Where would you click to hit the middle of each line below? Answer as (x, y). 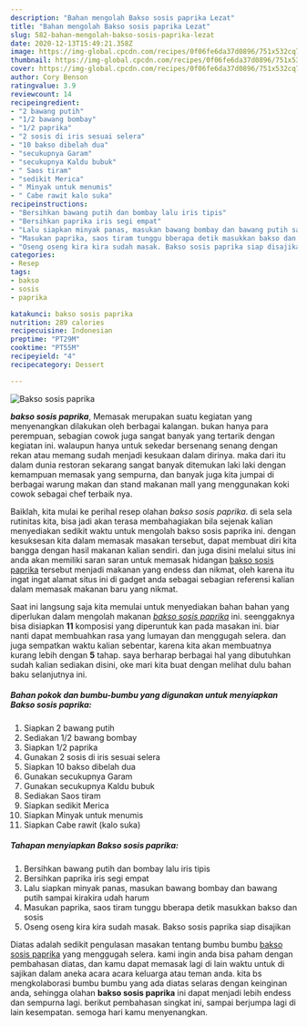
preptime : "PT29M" (45, 339)
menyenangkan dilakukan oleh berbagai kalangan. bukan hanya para (139, 426)
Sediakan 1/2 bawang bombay (80, 737)
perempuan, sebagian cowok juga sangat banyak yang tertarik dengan (143, 436)
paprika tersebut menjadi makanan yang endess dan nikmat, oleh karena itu (153, 570)
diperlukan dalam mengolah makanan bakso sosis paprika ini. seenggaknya (153, 616)
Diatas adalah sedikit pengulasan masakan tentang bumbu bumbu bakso (147, 944)
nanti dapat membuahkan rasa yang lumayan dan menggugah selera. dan (148, 635)
